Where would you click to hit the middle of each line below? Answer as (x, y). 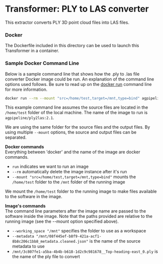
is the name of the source (115, 241)
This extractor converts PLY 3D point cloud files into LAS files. (67, 22)
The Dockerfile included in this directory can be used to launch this (72, 46)
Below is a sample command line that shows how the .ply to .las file (72, 74)
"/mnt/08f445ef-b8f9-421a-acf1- (69, 236)
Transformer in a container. (32, 51)
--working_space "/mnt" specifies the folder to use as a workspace (79, 231)
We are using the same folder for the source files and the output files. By (78, 127)
